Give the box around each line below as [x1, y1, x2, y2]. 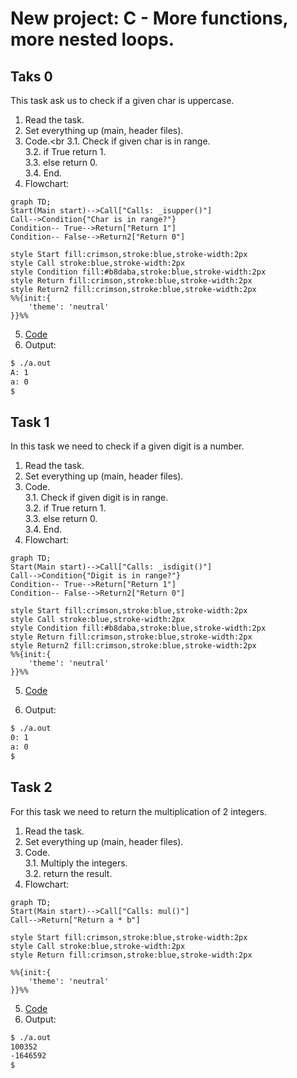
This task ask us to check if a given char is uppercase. [10, 95, 235, 106]
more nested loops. [10, 28, 175, 51]
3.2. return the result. [24, 867, 113, 879]
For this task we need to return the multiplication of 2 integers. [10, 805, 268, 817]
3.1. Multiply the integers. [24, 857, 128, 869]
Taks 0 [10, 68, 53, 85]
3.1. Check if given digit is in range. [24, 492, 169, 504]
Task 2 [10, 779, 53, 796]
